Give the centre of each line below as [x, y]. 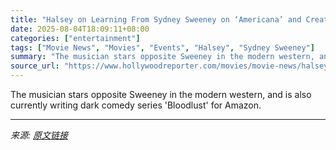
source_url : [35, 66]
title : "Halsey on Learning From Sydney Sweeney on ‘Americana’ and [156, 19]
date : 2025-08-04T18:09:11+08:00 [80, 29]
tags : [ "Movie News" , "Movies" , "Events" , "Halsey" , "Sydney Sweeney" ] [162, 47]
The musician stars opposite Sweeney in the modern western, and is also [161, 94]
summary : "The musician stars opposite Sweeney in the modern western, [162, 57]
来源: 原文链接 [39, 135]
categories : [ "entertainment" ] [75, 38]
